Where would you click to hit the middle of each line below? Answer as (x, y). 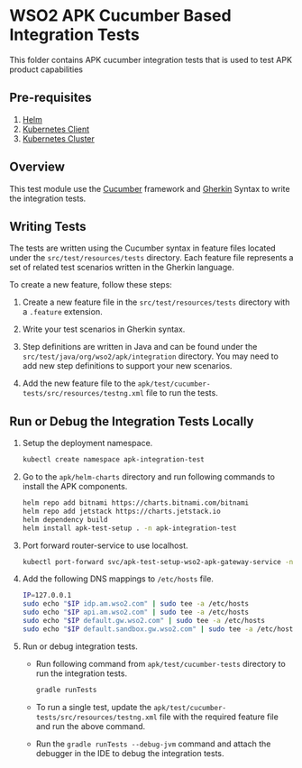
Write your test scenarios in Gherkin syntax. (104, 329)
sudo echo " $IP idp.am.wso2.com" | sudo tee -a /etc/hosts (136, 604)
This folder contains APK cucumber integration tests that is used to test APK (151, 59)
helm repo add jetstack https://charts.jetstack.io (121, 511)
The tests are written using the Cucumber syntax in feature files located (143, 248)
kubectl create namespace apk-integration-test (113, 460)
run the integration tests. (82, 673)
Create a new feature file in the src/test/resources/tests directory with (156, 302)
